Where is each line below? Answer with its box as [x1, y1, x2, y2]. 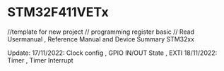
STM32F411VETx [7, 4, 110, 20]
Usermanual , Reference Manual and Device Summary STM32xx [7, 34, 195, 43]
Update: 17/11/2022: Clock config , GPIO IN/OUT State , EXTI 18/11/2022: [7, 49, 218, 57]
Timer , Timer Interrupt [7, 56, 73, 64]
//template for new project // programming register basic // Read [7, 27, 195, 36]
